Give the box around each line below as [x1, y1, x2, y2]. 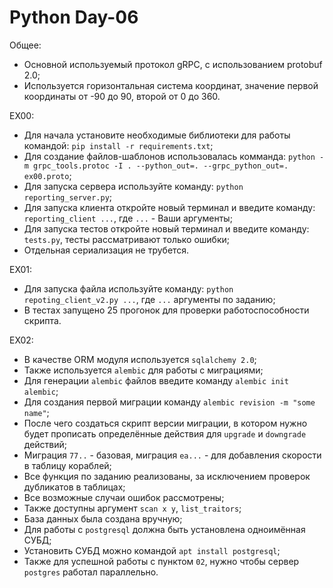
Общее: [9, 39, 42, 51]
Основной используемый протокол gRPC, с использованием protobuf [23, 58, 323, 70]
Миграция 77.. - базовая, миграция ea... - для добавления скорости [23, 449, 322, 461]
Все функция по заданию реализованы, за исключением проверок [23, 470, 311, 482]
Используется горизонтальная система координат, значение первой [23, 79, 319, 91]
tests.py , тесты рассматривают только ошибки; [23, 233, 230, 245]
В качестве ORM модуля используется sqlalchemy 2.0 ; [23, 353, 257, 365]
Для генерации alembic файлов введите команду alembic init [23, 374, 289, 386]
